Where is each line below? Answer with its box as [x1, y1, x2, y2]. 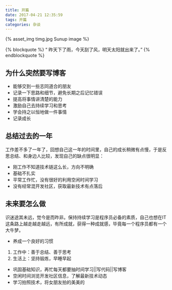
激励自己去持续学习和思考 [12, 102, 67, 108]
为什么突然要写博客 [5, 68, 66, 77]
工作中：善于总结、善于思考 [12, 249, 72, 255]
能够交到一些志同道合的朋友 [12, 83, 72, 89]
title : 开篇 [5, 7, 29, 13]
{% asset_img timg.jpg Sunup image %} [5, 36, 90, 42]
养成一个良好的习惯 [12, 238, 54, 244]
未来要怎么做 [5, 200, 46, 208]
